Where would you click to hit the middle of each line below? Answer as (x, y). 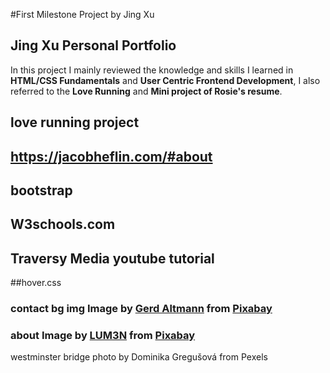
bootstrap (41, 190)
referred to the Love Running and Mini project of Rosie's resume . (146, 91)
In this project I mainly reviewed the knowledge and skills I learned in (152, 70)
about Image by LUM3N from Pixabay (103, 336)
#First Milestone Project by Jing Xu (82, 14)
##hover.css (36, 283)
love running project (75, 122)
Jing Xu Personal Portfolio (93, 45)
